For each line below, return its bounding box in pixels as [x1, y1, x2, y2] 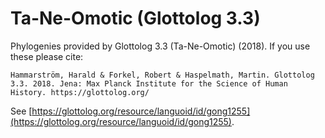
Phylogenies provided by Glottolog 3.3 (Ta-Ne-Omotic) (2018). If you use [10, 40, 311, 52]
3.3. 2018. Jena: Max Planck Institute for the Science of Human [10, 78, 288, 89]
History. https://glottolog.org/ [10, 87, 150, 97]
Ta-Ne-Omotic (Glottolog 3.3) [10, 7, 261, 30]
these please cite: [10, 50, 84, 62]
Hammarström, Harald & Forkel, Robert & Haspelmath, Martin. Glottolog [10, 70, 315, 80]
